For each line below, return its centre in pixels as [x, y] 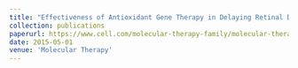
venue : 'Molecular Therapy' [61, 50]
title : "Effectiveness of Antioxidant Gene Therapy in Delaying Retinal [146, 17]
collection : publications [57, 26]
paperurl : [27, 34]
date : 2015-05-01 [41, 42]
